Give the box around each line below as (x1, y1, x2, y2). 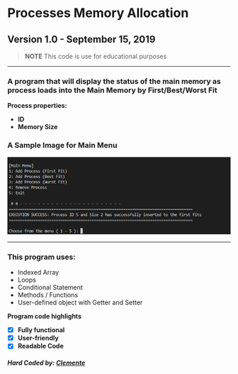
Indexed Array (17, 268, 59, 277)
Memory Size (17, 123, 58, 131)
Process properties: (7, 101, 67, 110)
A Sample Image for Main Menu (7, 141, 118, 150)
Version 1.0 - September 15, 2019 (7, 33, 156, 45)
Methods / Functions (17, 291, 79, 299)
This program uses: (7, 252, 76, 262)
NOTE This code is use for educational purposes (24, 52, 167, 60)
